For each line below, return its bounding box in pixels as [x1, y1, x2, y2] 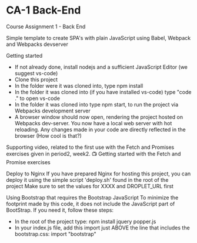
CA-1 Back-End [6, 4, 81, 17]
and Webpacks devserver [6, 41, 69, 48]
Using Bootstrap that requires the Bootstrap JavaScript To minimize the [6, 194, 179, 201]
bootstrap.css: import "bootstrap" [14, 230, 97, 237]
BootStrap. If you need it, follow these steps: [6, 207, 113, 214]
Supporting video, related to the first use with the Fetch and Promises [6, 144, 175, 151]
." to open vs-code [14, 95, 61, 102]
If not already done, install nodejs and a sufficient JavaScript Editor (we [14, 63, 188, 71]
